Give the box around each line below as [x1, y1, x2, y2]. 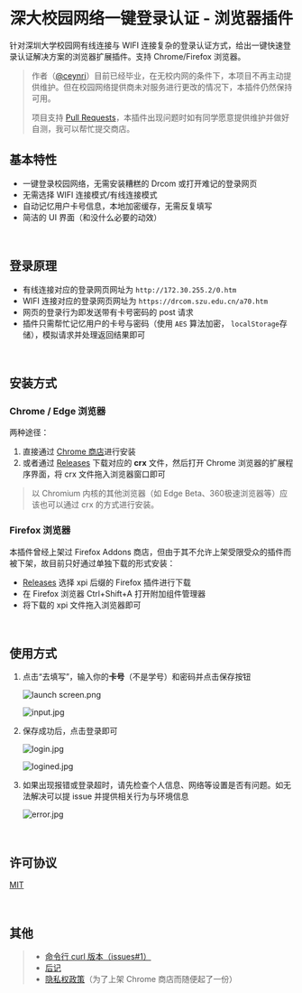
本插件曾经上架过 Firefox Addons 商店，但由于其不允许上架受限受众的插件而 [9, 546, 292, 557]
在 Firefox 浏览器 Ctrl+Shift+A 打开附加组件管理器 [22, 588, 206, 599]
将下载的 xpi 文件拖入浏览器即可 [22, 599, 142, 610]
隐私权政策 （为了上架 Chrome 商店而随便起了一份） [44, 973, 237, 984]
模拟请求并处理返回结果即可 [41, 329, 146, 339]
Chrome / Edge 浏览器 [9, 404, 106, 417]
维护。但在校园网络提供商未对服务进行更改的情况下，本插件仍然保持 [39, 81, 293, 92]
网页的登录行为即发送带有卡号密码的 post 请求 [22, 306, 194, 317]
